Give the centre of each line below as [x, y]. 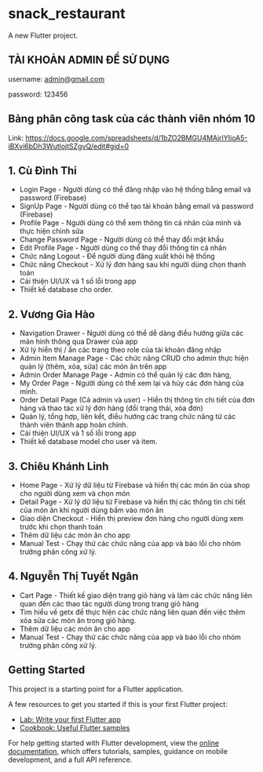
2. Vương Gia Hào [52, 314]
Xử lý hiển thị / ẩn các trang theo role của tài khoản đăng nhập [120, 350]
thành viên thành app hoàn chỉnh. [73, 425]
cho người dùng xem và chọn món [75, 493]
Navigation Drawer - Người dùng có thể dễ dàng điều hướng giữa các [131, 333]
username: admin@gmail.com [56, 78]
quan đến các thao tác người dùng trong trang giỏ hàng [109, 603]
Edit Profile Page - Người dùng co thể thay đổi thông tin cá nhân [123, 248]
